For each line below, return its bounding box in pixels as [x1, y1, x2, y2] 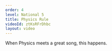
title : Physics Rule [5, 17, 49, 22]
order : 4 [5, 7, 24, 13]
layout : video [5, 26, 35, 31]
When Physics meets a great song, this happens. [5, 40, 107, 46]
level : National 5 [5, 12, 44, 17]
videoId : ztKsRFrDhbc [5, 21, 51, 27]
